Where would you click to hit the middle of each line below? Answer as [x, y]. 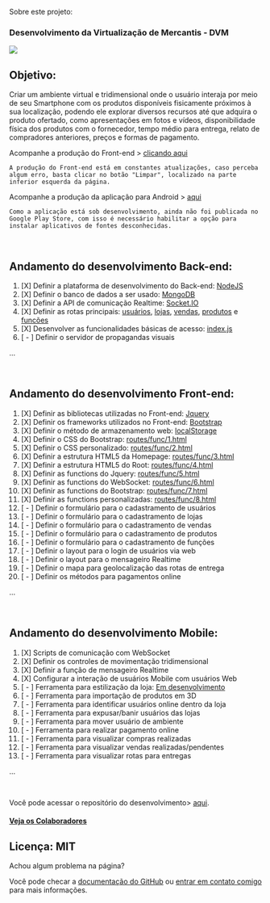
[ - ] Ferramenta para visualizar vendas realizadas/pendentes [123, 747]
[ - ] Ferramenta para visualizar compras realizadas [106, 738]
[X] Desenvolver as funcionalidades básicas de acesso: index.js [127, 328]
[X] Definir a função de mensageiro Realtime [95, 670]
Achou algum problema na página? [67, 865]
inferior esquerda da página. [60, 182]
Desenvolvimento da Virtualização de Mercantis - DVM [119, 32]
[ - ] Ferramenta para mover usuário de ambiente [102, 721]
